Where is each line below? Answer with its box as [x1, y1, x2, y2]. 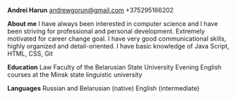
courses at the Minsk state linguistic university [7, 70, 143, 79]
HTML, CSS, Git [7, 49, 53, 58]
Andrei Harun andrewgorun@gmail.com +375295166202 [7, 6, 175, 14]
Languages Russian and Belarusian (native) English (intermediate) [7, 84, 200, 92]
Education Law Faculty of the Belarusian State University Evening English [7, 63, 222, 71]
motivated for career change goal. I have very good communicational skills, [7, 34, 227, 43]
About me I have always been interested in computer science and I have [7, 20, 218, 27]
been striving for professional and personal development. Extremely [7, 27, 205, 35]
